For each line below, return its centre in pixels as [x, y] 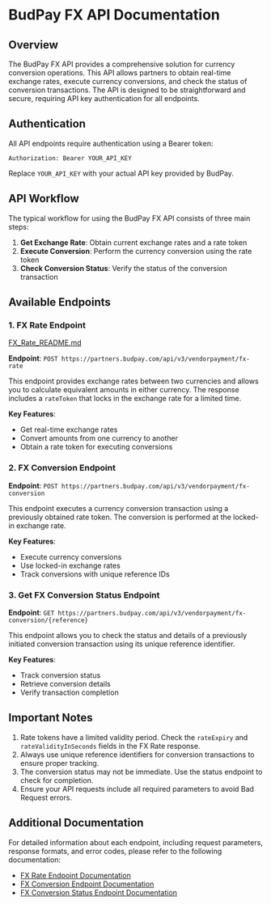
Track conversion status [60, 675]
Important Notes [51, 718]
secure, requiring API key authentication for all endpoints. [104, 98]
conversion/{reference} [49, 620]
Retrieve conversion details [66, 683]
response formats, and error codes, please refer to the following [115, 851]
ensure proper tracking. [59, 763]
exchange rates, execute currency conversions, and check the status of [128, 81]
